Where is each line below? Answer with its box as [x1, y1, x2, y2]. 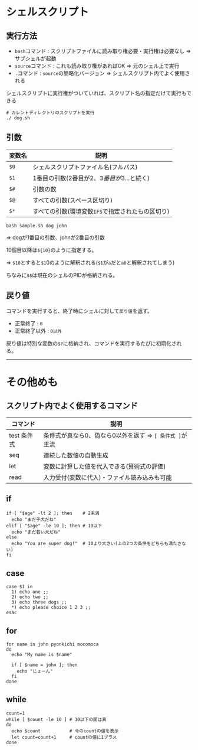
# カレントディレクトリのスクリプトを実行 [6, 110, 95, 116]
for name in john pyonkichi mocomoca [6, 641, 99, 647]
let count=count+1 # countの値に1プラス [11, 734, 117, 740]
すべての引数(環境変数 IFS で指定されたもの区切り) [32, 207, 170, 216]
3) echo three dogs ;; [11, 599, 67, 605]
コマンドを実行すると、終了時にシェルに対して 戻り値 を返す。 [6, 307, 153, 314]
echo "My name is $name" [11, 652, 72, 658]
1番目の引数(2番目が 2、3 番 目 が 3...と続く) [32, 174, 150, 182]
